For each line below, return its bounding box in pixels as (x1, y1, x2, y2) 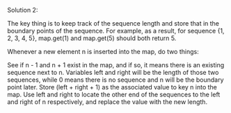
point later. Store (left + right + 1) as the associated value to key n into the (7, 83, 218, 91)
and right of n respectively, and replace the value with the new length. (7, 98, 207, 106)
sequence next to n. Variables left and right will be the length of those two (7, 69, 219, 76)
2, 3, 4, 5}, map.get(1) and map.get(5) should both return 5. (7, 34, 177, 42)
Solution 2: (7, 6, 38, 14)
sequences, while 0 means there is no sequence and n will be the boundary (7, 76, 224, 84)
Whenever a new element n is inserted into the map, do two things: (7, 48, 200, 55)
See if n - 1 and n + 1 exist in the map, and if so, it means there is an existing (7, 61, 225, 69)
